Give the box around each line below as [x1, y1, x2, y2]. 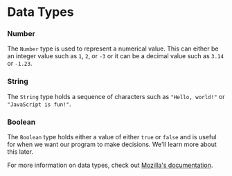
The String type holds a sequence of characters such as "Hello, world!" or [7, 92, 225, 100]
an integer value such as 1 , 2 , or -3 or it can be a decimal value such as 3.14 [7, 52, 224, 60]
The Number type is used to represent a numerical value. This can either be [7, 44, 219, 53]
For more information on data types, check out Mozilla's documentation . [7, 161, 213, 170]
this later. [7, 148, 33, 156]
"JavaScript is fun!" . [7, 100, 71, 108]
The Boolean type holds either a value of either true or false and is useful [7, 133, 217, 141]
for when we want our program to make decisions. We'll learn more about [7, 140, 217, 149]
